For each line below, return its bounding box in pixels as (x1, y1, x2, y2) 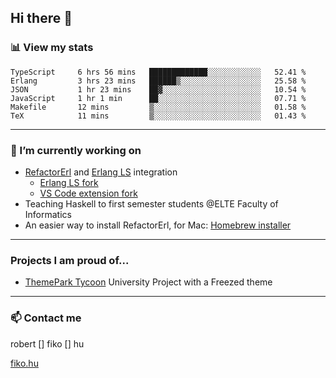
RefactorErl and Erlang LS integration (24, 166, 178, 178)
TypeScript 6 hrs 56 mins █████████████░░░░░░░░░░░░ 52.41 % (10, 67, 307, 77)
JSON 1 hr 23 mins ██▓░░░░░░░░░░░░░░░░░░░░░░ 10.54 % (10, 84, 307, 95)
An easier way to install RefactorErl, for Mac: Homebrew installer (24, 219, 292, 231)
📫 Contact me (10, 311, 82, 325)
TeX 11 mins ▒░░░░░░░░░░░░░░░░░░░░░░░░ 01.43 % (10, 111, 307, 121)
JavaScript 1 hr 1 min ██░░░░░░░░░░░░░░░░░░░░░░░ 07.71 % (10, 93, 307, 103)
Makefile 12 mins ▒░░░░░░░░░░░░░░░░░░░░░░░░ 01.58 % (10, 102, 307, 112)
